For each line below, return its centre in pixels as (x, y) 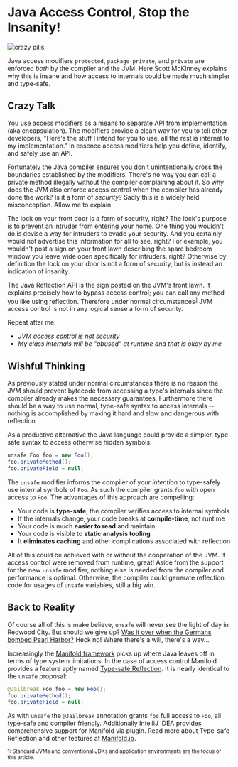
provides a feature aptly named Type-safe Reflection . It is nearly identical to (118, 668)
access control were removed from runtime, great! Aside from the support (115, 562)
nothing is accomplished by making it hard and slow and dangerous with (113, 413)
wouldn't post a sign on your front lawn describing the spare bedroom (110, 249)
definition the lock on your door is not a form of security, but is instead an (115, 263)
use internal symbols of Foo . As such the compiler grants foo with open (111, 489)
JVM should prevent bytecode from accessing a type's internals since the (115, 391)
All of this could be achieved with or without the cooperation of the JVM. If (117, 555)
